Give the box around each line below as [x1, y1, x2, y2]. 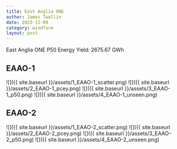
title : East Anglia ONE [6, 8, 64, 15]
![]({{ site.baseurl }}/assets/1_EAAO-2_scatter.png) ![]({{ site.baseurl [6, 123, 171, 130]
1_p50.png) [6, 91, 33, 98]
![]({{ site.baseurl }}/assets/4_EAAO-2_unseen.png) [35, 136, 159, 143]
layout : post [6, 30, 38, 36]
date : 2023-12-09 [6, 19, 49, 25]
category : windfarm [6, 25, 54, 31]
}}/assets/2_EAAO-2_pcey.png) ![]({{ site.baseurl [6, 130, 124, 137]
